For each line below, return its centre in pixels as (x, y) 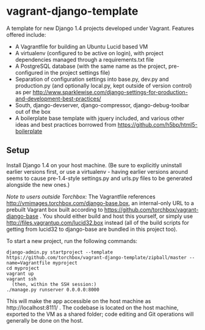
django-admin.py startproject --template (60, 252)
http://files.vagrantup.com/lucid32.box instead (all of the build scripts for (98, 222)
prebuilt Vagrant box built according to (55, 209)
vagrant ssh (21, 279)
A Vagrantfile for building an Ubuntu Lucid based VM (81, 47)
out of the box (33, 111)
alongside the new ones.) (38, 184)
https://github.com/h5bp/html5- (158, 124)
